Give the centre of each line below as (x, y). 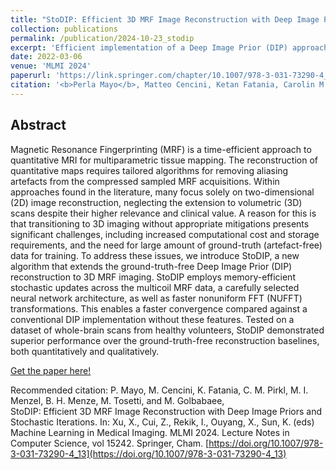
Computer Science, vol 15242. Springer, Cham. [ (110, 443)
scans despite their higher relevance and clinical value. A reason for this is (163, 213)
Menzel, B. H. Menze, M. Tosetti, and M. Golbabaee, (117, 400)
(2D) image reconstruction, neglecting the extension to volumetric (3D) (156, 202)
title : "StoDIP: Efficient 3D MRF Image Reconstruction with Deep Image (165, 19)
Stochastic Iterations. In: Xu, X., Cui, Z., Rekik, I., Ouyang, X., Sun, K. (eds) (162, 422)
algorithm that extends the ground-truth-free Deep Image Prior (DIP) (151, 266)
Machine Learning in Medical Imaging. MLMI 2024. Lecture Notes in (150, 432)
